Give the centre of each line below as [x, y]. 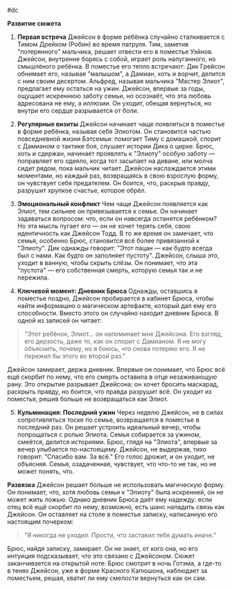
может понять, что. [46, 471]
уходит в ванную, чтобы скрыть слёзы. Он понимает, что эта [107, 263]
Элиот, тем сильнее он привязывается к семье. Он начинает [107, 211]
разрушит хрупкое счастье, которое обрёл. [82, 190]
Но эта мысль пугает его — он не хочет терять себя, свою [104, 226]
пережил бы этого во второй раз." [75, 356]
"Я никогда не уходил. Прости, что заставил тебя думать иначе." [120, 535]
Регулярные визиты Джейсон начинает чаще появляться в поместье [121, 124]
